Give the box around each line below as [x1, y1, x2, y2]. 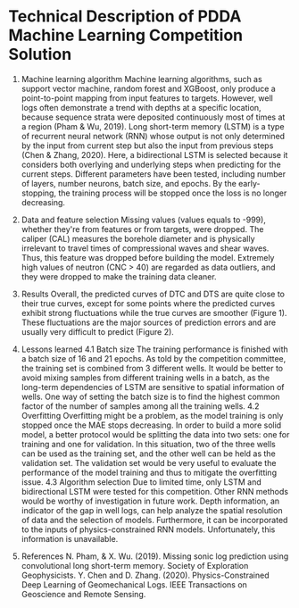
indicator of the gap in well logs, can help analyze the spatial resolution [21, 504, 283, 515]
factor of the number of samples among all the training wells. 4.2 [21, 400, 260, 412]
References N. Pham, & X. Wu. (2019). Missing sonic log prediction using [21, 551, 289, 562]
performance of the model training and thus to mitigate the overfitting [21, 467, 278, 478]
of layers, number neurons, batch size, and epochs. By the [21, 178, 237, 188]
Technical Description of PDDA [8, 6, 242, 27]
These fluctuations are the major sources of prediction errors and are [21, 317, 277, 328]
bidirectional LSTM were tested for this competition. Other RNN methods [21, 486, 289, 496]
